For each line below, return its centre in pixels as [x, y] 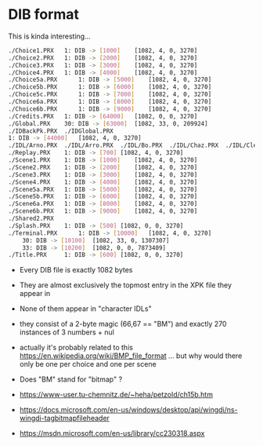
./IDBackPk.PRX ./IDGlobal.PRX [61, 131]
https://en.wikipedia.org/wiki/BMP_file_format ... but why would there [131, 356]
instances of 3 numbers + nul [67, 332]
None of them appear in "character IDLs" [85, 309]
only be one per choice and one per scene [88, 364]
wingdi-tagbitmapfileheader [64, 419]
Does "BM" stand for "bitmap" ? [71, 379]
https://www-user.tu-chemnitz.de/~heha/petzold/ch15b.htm [116, 395]
